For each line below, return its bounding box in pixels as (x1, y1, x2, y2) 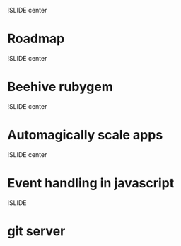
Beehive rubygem (7, 79, 113, 95)
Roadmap (7, 31, 65, 47)
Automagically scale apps (7, 127, 163, 143)
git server (7, 223, 66, 239)
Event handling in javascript (7, 175, 175, 191)
